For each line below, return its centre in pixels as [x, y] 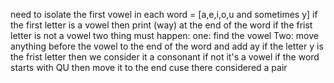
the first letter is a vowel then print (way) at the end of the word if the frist [161, 25]
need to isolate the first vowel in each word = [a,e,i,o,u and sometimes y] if [164, 14]
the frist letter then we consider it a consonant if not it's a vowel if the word [165, 57]
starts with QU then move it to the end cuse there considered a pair [149, 67]
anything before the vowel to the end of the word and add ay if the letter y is [167, 46]
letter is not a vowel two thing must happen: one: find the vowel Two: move [164, 35]
